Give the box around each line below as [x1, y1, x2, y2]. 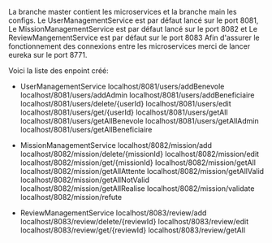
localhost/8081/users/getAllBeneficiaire [19, 125, 153, 134]
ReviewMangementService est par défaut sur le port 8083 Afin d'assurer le [8, 33, 260, 42]
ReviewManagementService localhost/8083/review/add [19, 208, 207, 218]
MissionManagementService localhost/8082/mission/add [19, 141, 213, 150]
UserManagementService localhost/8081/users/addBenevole [19, 81, 225, 91]
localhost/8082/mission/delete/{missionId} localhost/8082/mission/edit [19, 150, 260, 158]
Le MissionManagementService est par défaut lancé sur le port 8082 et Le [8, 24, 258, 33]
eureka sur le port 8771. [8, 50, 88, 59]
